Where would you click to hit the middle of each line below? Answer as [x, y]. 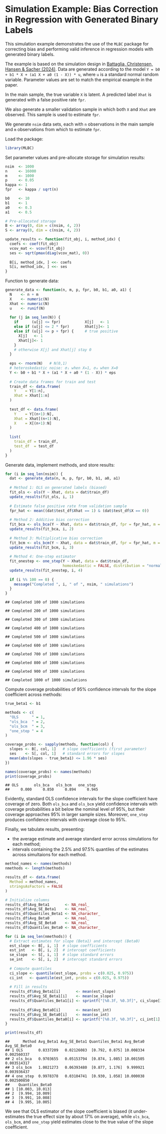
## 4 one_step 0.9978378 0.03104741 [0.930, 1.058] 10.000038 [75, 1076]
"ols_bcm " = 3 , [27, 726]
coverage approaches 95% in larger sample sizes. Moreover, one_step [77, 815]
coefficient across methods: [34, 695]
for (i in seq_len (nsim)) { [34, 474]
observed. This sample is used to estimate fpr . [53, 114]
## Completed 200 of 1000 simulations [45, 611]
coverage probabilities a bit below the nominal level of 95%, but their [75, 809]
